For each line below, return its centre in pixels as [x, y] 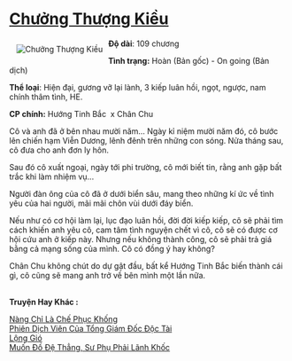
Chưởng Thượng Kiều [89, 19]
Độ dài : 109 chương [143, 43]
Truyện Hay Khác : [44, 302]
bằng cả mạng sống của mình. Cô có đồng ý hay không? [112, 248]
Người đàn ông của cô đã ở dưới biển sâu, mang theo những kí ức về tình [142, 193]
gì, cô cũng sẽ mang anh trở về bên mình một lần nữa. [108, 275]
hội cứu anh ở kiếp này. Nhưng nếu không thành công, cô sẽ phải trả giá [141, 239]
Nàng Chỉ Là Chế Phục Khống [63, 318]
